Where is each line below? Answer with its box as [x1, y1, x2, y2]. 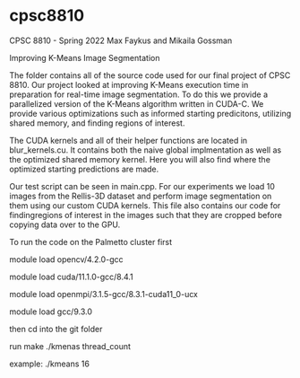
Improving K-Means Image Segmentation [9, 52, 160, 63]
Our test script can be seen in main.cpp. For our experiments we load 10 [9, 180, 276, 191]
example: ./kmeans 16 [9, 358, 90, 369]
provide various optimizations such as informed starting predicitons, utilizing [9, 108, 292, 119]
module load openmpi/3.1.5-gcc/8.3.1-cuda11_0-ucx [9, 288, 199, 299]
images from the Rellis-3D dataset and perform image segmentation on [9, 190, 272, 201]
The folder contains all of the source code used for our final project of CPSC [9, 69, 291, 81]
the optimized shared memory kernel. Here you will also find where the [9, 154, 271, 164]
